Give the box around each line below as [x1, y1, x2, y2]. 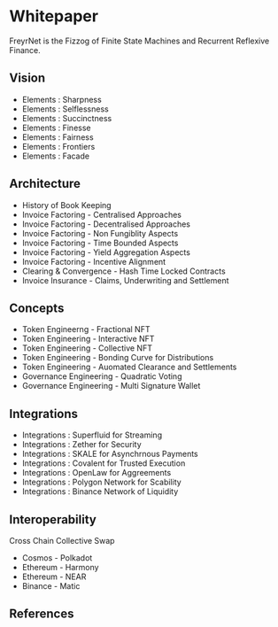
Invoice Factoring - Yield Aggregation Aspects [21, 246, 190, 258]
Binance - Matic [21, 581, 81, 591]
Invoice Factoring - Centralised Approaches [21, 209, 181, 220]
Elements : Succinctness [21, 112, 112, 123]
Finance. [9, 44, 42, 55]
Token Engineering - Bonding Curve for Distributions [21, 352, 214, 363]
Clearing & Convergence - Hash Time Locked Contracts [21, 266, 226, 276]
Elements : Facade [21, 151, 90, 161]
